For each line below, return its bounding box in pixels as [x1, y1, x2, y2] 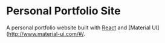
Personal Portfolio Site [6, 4, 121, 18]
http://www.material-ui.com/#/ [8, 30, 84, 37]
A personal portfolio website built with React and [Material [6, 24, 151, 31]
